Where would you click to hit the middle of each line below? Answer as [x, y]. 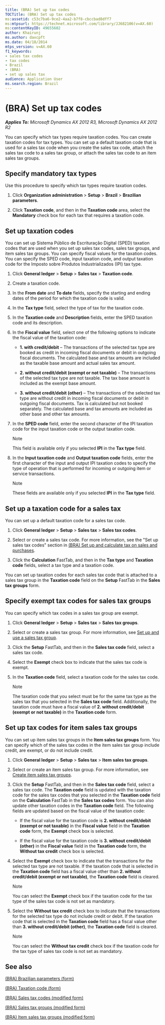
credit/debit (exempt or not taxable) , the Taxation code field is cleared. [86, 876]
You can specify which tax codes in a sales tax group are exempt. [72, 613]
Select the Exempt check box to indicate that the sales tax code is [80, 662]
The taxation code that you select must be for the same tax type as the [84, 696]
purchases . [24, 550]
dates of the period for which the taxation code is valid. [68, 298]
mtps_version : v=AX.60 [28, 47]
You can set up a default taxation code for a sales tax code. [66, 520]
